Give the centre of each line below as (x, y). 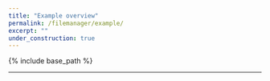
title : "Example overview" (53, 16)
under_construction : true (51, 38)
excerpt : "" (28, 30)
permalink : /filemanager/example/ (66, 23)
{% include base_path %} (51, 61)
